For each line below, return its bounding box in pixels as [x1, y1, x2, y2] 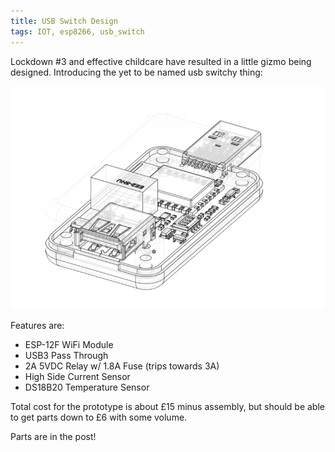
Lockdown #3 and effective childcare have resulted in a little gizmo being [10, 55, 312, 67]
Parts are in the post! [10, 430, 97, 442]
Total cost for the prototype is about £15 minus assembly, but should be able [10, 400, 325, 412]
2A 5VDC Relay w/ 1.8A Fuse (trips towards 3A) [24, 360, 220, 372]
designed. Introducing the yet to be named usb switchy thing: [10, 66, 263, 78]
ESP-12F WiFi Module [24, 338, 114, 350]
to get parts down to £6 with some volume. [10, 411, 188, 423]
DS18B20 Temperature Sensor [24, 381, 150, 393]
